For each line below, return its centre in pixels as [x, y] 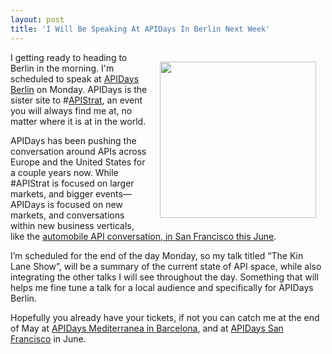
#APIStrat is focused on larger [72, 183]
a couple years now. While [64, 172]
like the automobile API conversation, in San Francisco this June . [143, 236]
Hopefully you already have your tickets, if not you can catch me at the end [165, 317]
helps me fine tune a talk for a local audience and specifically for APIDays [162, 287]
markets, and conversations [67, 215]
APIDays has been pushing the [73, 140]
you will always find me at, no [71, 110]
